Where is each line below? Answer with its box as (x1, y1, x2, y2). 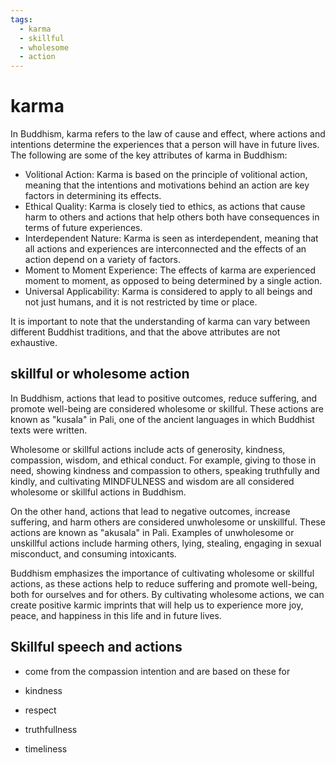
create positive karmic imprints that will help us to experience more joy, (10, 599, 304, 611)
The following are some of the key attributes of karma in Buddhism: (10, 149, 288, 161)
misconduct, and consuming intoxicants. (10, 547, 177, 560)
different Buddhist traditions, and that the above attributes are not (10, 326, 281, 338)
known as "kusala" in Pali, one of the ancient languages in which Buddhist (10, 413, 315, 425)
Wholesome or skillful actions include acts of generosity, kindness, (10, 443, 286, 455)
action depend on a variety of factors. (24, 254, 182, 266)
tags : (10, 14, 33, 25)
